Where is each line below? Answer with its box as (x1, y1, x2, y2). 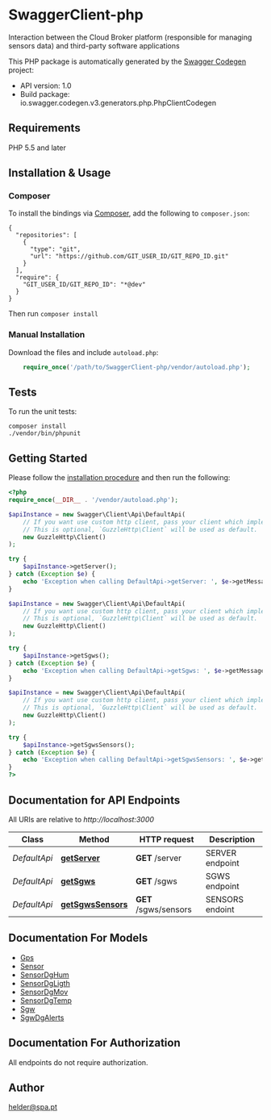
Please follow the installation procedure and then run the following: (8, 473, 231, 483)
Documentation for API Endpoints (8, 793, 181, 807)
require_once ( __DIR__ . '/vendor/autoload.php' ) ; (8, 496, 179, 504)
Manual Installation (8, 329, 85, 341)
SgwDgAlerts (19, 1013, 65, 1022)
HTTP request (139, 834, 194, 845)
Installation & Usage (8, 166, 111, 180)
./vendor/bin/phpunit (8, 429, 81, 437)
